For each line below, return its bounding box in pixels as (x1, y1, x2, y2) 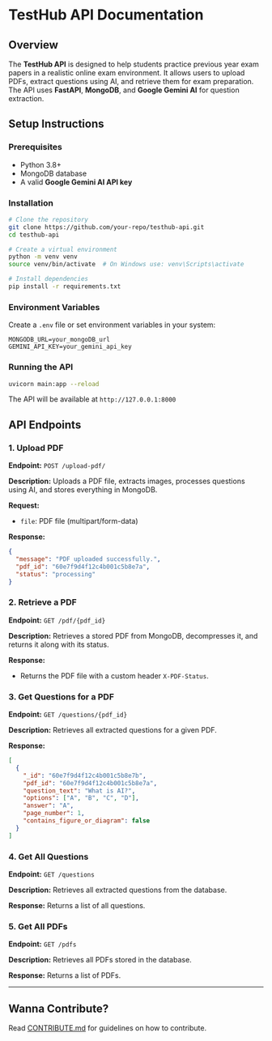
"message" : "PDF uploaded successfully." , (15, 555, 161, 563)
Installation (8, 197, 54, 208)
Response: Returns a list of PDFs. (8, 971, 121, 980)
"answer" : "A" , (23, 801, 74, 810)
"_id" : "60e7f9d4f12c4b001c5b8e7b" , (23, 771, 147, 780)
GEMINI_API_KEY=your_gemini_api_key (8, 342, 132, 351)
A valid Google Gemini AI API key (19, 176, 133, 187)
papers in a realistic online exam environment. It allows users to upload (8, 68, 245, 78)
